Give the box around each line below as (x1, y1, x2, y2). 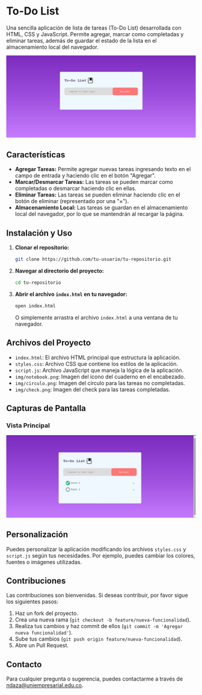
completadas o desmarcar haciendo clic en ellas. (14, 185, 136, 192)
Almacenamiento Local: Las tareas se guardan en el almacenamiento (14, 204, 188, 212)
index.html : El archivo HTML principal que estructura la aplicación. (14, 354, 181, 361)
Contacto (6, 659, 42, 670)
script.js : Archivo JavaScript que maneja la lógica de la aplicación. (14, 366, 184, 374)
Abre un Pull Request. (14, 642, 69, 649)
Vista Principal (6, 421, 50, 429)
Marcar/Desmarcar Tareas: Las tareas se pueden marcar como (14, 178, 173, 186)
